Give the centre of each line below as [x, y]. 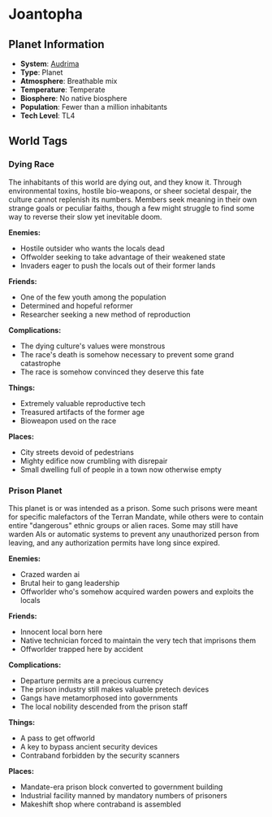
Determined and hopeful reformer [77, 305]
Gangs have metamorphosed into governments [99, 697]
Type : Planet [41, 72]
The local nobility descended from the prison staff [104, 706]
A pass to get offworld [58, 738]
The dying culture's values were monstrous [93, 346]
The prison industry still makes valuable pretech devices [114, 689]
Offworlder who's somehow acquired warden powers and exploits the [137, 592]
